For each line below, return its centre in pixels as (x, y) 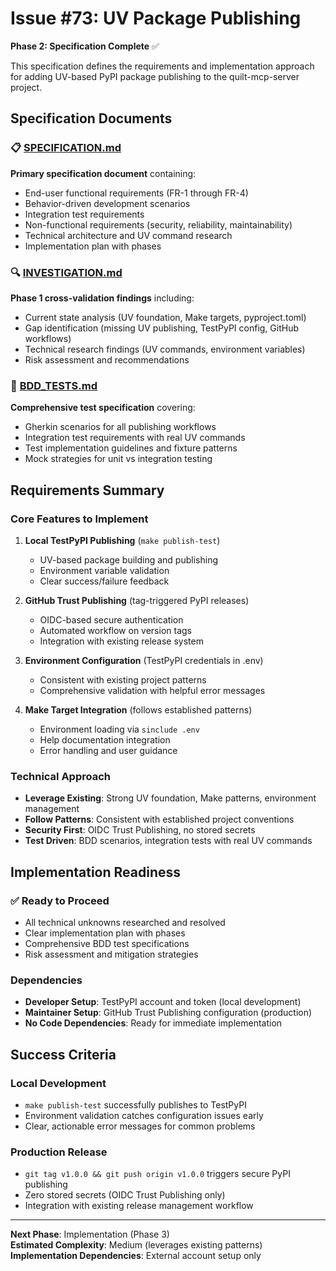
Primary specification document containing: (103, 173)
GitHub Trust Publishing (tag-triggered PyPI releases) (137, 600)
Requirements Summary (87, 490)
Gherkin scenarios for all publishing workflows (120, 427)
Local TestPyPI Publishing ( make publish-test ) (122, 540)
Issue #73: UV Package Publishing (156, 18)
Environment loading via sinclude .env (119, 729)
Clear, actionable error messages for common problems (140, 1126)
